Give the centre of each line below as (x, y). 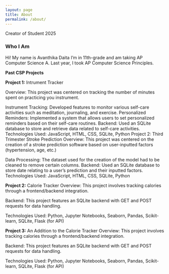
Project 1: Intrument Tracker (35, 82)
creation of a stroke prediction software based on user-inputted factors (79, 144)
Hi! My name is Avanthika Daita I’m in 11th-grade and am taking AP (74, 57)
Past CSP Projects (24, 72)
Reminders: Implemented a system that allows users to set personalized (80, 118)
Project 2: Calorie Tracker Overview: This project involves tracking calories (83, 185)
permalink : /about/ (26, 19)
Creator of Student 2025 (31, 34)
